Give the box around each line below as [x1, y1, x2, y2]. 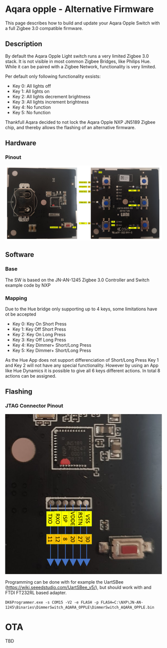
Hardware [5, 139, 36, 148]
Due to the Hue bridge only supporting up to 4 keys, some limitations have [5, 306, 158, 312]
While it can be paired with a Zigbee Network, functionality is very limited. [5, 63, 157, 69]
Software [5, 250, 34, 259]
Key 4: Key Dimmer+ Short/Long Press [12, 342, 91, 348]
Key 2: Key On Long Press [12, 332, 66, 338]
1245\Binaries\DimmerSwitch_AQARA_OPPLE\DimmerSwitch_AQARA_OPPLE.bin [5, 605, 155, 610]
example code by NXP [5, 282, 51, 288]
